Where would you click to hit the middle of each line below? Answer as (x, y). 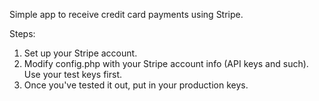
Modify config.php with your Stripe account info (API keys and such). (166, 63)
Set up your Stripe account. (80, 53)
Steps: (22, 33)
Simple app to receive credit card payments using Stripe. (126, 14)
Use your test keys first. (72, 74)
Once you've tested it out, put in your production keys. (136, 85)
